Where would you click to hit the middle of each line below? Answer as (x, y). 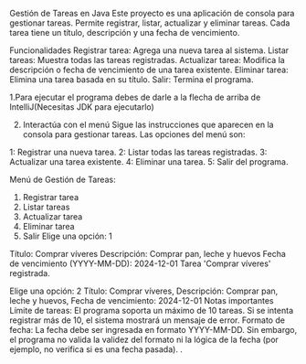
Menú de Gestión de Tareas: (63, 179)
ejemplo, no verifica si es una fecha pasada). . (96, 349)
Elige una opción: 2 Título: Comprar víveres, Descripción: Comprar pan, (144, 291)
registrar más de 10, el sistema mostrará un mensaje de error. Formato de (148, 320)
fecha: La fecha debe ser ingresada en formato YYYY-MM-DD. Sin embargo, (153, 330)
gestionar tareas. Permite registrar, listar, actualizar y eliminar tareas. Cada (150, 23)
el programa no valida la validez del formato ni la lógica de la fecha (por (144, 339)
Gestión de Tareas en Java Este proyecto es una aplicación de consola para (152, 13)
